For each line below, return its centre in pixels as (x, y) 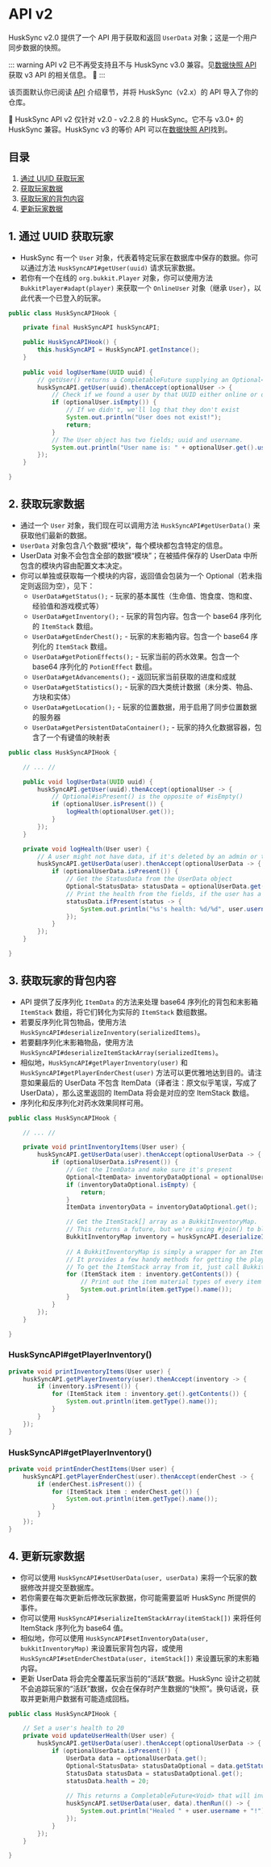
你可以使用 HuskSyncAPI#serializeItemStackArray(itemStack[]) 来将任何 (141, 1617)
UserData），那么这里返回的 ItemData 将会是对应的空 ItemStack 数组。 (137, 1092)
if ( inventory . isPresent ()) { (88, 1386)
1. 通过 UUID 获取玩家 (61, 236)
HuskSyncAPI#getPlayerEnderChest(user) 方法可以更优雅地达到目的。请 (138, 1072)
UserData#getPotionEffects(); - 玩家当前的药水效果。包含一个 (136, 656)
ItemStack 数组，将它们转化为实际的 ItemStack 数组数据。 (116, 1011)
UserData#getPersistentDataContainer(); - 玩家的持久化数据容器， (143, 727)
